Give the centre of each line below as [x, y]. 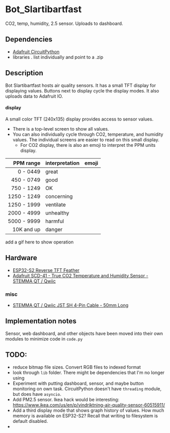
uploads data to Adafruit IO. [34, 96]
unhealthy [57, 213]
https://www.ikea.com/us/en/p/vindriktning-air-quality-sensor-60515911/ [89, 405]
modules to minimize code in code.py [44, 338]
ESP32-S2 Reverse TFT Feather [46, 270]
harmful [54, 221]
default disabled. [30, 421]
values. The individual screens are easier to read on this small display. [86, 140]
